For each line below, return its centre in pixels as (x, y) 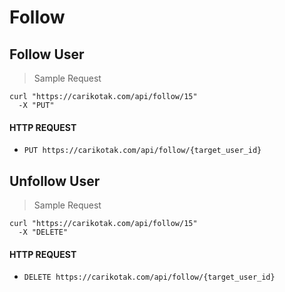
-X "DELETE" (43, 232)
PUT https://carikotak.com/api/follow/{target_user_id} (142, 151)
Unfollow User (55, 181)
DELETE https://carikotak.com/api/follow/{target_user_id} (149, 277)
